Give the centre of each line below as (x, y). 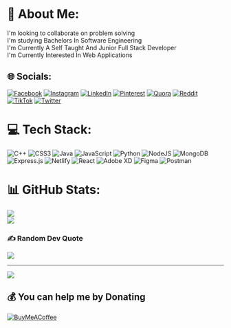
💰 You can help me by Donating (76, 297)
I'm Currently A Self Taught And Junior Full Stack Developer (92, 47)
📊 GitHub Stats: (54, 189)
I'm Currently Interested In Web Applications (70, 55)
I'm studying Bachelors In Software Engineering (75, 40)
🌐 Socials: (30, 77)
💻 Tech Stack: (49, 129)
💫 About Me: (43, 14)
